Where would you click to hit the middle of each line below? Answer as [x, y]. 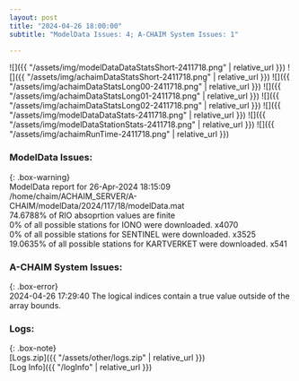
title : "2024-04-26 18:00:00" [66, 26]
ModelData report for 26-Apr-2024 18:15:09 [90, 186]
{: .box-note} [33, 348]
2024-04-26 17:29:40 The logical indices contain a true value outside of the [149, 296]
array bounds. [35, 305]
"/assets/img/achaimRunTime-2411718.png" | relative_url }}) [119, 134]
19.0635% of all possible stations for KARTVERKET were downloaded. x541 [148, 244]
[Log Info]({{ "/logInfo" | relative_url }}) [81, 368]
